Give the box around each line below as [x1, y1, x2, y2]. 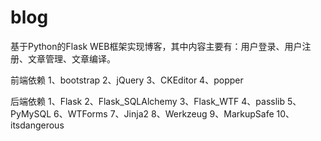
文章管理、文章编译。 [27, 52, 116, 65]
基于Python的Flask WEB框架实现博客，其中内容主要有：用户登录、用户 [10, 40, 303, 52]
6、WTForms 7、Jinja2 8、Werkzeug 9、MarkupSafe [53, 107, 275, 120]
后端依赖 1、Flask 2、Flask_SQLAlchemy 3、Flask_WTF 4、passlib [10, 95, 286, 107]
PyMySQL [10, 107, 52, 120]
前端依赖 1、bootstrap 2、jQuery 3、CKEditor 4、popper [10, 74, 244, 86]
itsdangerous [10, 119, 65, 131]
